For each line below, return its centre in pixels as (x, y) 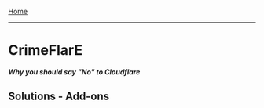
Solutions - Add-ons (59, 97)
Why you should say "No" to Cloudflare (74, 72)
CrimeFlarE (46, 50)
